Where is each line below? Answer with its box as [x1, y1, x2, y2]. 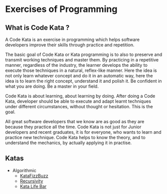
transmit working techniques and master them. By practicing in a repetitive [5, 57, 159, 63]
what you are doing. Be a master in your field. [5, 83, 99, 89]
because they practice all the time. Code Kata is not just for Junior [5, 124, 141, 130]
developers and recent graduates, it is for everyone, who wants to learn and [5, 129, 161, 135]
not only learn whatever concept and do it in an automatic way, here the [5, 73, 153, 78]
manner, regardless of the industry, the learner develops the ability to [5, 62, 147, 68]
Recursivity [19, 178, 43, 184]
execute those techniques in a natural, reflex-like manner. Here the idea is [5, 67, 157, 73]
